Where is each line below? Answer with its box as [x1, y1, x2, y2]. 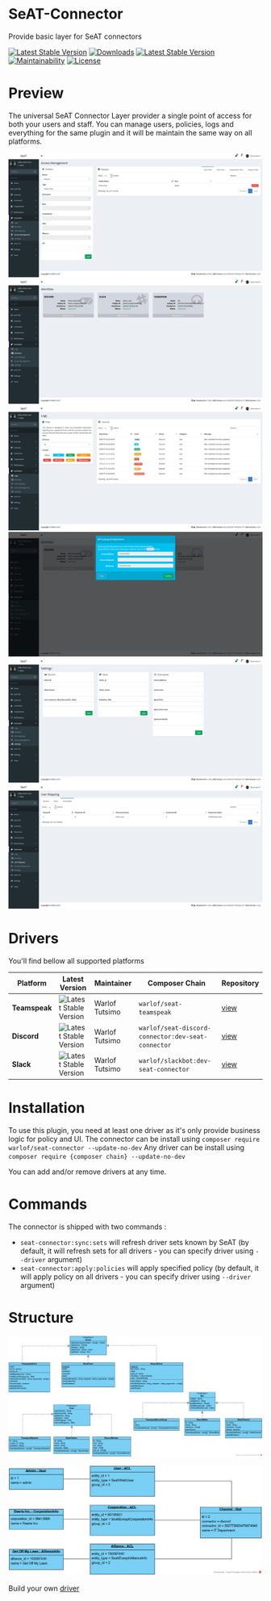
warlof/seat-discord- [138, 1024, 211, 1033]
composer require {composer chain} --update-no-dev [8, 1152, 186, 1160]
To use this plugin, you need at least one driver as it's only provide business [8, 1125, 261, 1135]
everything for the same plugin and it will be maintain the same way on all [8, 127, 252, 137]
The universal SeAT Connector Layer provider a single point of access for [8, 111, 252, 120]
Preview [8, 84, 65, 102]
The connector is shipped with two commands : [8, 1222, 167, 1231]
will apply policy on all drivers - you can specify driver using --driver [19, 1272, 252, 1281]
